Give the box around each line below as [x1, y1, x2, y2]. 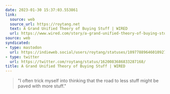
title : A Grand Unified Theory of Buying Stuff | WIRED [5, 64, 125, 69]
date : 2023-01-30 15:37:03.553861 [5, 7, 78, 13]
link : [5, 12, 17, 17]
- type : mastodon [5, 45, 42, 50]
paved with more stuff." [17, 83, 67, 89]
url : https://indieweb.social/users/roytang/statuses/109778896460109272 [10, 50, 168, 55]
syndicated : [5, 40, 30, 45]
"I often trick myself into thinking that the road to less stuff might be [17, 78, 159, 84]
